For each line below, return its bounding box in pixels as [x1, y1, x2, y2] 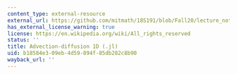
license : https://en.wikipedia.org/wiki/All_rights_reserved [7, 30, 191, 37]
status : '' [7, 37, 39, 44]
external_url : [7, 17, 49, 24]
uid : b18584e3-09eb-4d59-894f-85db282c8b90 [7, 50, 138, 57]
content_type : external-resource [7, 10, 106, 18]
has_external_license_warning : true [7, 23, 115, 30]
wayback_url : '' [7, 56, 55, 63]
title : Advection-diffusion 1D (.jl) [7, 43, 119, 50]
